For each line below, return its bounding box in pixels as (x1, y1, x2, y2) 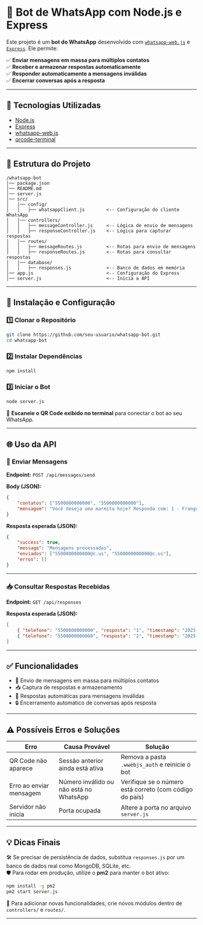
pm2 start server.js (6, 888, 59, 895)
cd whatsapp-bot (6, 338, 47, 344)
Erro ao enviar (9, 782, 50, 790)
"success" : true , (17, 540, 61, 546)
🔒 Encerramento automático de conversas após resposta (14, 699, 157, 706)
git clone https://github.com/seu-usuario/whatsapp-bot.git (6, 332, 161, 338)
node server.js (6, 399, 45, 405)
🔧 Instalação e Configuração (6, 297, 115, 308)
